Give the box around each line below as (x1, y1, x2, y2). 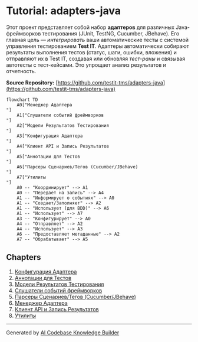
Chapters (6, 252, 41, 262)
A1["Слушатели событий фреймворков (16, 112, 104, 118)
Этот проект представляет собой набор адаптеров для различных (6, 24, 175, 31)
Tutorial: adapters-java (6, 4, 121, 18)
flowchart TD (6, 96, 38, 103)
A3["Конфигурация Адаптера (16, 133, 83, 139)
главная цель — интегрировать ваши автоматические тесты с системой (6, 36, 189, 43)
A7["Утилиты (16, 174, 46, 180)
